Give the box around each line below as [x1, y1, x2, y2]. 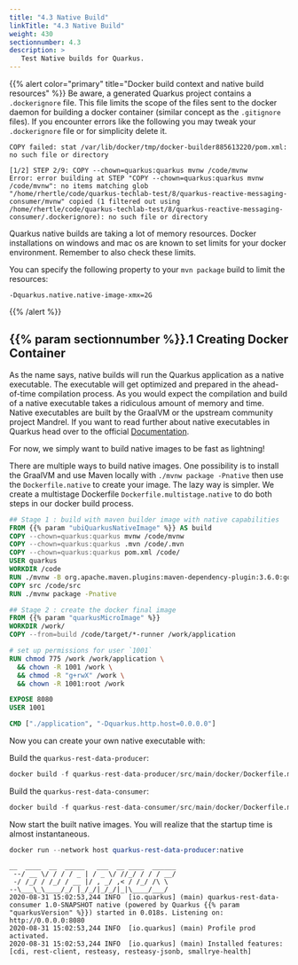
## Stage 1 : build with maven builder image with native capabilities [9, 515, 279, 524]
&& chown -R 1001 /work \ [17, 663, 114, 671]
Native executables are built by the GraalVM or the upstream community [9, 407, 273, 418]
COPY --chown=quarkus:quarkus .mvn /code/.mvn [9, 540, 184, 549]
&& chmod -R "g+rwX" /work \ [17, 671, 125, 679]
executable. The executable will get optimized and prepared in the [9, 379, 251, 389]
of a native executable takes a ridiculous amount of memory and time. [9, 397, 264, 408]
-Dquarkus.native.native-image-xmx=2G [9, 291, 153, 300]
